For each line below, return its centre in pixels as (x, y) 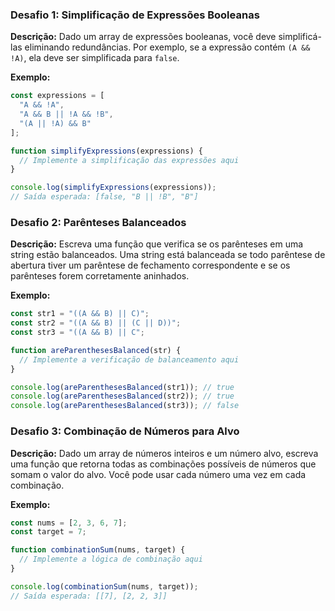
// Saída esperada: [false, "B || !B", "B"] (104, 197)
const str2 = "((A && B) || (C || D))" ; (96, 323)
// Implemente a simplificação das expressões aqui (129, 160)
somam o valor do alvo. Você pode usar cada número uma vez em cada (158, 474)
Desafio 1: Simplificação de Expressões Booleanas (135, 15)
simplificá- (300, 37)
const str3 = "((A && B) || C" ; (77, 333)
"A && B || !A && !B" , (66, 114)
